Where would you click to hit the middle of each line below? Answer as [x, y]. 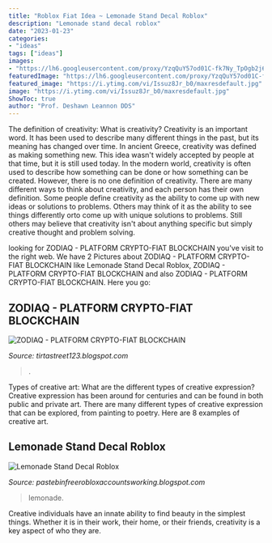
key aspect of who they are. [55, 530]
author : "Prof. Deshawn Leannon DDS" [72, 106]
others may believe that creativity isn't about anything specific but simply [130, 224]
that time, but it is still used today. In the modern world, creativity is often [130, 163]
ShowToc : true [32, 99]
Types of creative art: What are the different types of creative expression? [132, 387]
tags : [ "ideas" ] [36, 53]
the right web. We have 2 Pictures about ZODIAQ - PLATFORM [112, 257]
